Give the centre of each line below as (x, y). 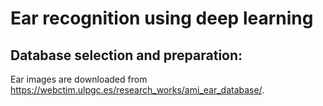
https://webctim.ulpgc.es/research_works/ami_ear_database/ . (137, 90)
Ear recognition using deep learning (162, 18)
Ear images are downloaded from (79, 79)
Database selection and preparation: (126, 55)
